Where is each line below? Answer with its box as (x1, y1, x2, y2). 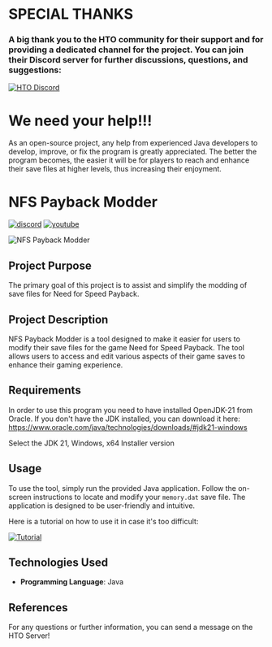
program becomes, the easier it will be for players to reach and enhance (8, 155, 250, 165)
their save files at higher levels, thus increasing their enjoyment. (8, 164, 222, 174)
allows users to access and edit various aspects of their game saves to (8, 351, 245, 361)
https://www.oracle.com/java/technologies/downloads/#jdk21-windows (8, 422, 248, 432)
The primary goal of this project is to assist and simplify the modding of (8, 280, 248, 290)
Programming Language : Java (19, 577, 124, 587)
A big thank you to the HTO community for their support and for (8, 34, 264, 46)
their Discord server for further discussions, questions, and (8, 54, 248, 66)
